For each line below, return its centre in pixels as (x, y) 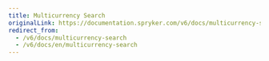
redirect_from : (34, 30)
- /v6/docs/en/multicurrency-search (76, 45)
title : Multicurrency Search (57, 15)
